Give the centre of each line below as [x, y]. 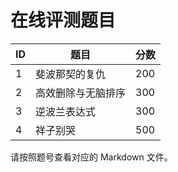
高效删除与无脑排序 [81, 93]
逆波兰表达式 [66, 111]
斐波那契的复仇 [71, 74]
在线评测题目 [63, 20]
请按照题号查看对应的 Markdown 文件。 [91, 157]
